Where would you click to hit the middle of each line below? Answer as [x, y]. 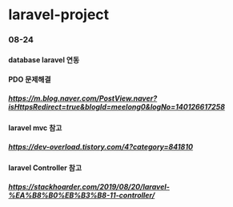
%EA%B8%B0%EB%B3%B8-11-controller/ [82, 195]
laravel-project [59, 15]
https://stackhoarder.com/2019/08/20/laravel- [89, 186]
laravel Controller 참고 [45, 168]
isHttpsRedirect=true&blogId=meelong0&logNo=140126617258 [117, 106]
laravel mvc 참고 [35, 128]
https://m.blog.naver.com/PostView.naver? [83, 98]
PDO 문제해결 [30, 80]
